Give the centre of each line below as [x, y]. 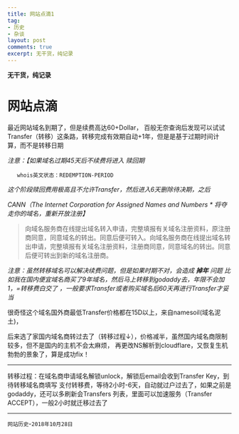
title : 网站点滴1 [31, 14]
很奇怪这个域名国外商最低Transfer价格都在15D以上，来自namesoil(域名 [111, 312]
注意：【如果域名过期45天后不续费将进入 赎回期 [76, 160]
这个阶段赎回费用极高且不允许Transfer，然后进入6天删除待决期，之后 [109, 189]
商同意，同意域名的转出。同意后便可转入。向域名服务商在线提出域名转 [128, 237]
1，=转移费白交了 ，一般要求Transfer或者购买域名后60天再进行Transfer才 [115, 288]
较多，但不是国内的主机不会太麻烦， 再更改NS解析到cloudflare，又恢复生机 [118, 345]
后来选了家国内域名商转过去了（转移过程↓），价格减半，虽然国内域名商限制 [117, 336]
